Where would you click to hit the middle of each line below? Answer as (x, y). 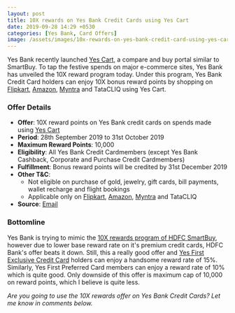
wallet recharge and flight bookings (79, 189)
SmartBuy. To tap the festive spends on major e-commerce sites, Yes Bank (115, 67)
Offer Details (29, 108)
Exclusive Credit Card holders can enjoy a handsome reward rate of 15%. (113, 260)
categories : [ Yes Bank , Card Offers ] (62, 33)
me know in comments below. (50, 303)
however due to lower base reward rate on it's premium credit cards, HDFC (115, 245)
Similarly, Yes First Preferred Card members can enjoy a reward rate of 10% (116, 267)
